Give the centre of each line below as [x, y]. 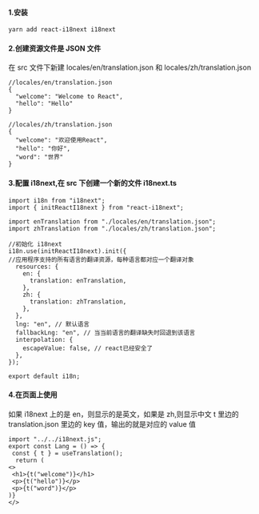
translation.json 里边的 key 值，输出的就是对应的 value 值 [102, 424]
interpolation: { [44, 339]
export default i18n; [44, 376]
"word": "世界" [40, 157]
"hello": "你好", [43, 149]
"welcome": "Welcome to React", [70, 97]
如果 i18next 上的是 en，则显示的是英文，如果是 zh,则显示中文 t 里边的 [124, 414]
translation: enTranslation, [78, 280]
